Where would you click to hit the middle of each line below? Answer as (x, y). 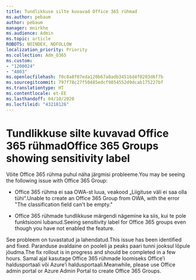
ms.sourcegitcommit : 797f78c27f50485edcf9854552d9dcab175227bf (85, 83)
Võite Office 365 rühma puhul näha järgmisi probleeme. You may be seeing (96, 174)
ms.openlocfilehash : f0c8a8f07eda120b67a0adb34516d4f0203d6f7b (85, 77)
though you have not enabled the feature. (65, 228)
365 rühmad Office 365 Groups (82, 146)
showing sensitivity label (68, 158)
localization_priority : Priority (47, 50)
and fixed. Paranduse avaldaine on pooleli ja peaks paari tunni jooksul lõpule (98, 246)
